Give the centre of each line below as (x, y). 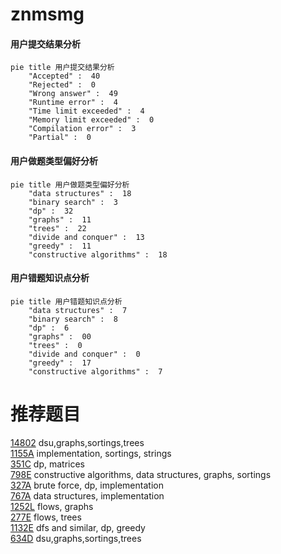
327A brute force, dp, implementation (87, 485)
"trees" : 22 (57, 228)
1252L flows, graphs (52, 506)
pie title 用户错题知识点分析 (66, 301)
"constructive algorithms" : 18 (98, 254)
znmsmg (47, 14)
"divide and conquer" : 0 (84, 354)
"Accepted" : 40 (64, 76)
